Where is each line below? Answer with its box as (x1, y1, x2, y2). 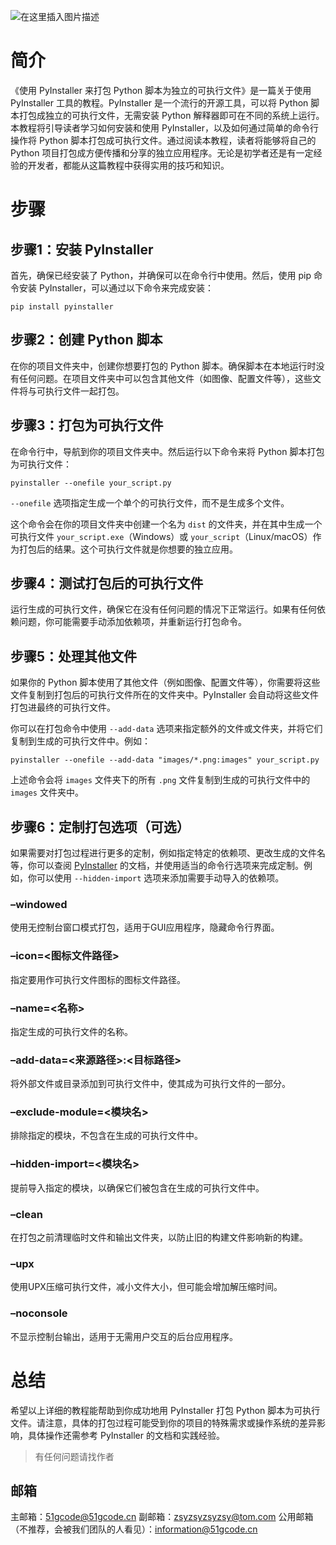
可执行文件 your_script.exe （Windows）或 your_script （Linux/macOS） (10, 530, 313, 542)
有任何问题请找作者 (34, 1450, 115, 1462)
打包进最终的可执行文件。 (10, 701, 116, 714)
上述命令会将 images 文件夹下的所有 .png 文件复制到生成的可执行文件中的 (10, 774, 311, 786)
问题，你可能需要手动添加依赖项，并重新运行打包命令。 (18, 616, 247, 628)
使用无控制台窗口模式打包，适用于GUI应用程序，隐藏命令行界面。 (10, 921, 280, 934)
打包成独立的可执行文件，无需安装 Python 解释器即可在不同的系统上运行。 (18, 109, 325, 121)
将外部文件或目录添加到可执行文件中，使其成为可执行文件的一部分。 (10, 1078, 291, 1090)
